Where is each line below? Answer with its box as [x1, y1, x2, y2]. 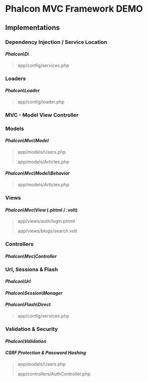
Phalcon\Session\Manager [5, 290, 63, 296]
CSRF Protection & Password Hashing [5, 350, 86, 356]
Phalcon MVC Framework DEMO [5, 3, 143, 15]
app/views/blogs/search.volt [17, 228, 77, 234]
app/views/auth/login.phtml [17, 218, 75, 224]
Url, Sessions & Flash [5, 266, 58, 273]
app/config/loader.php [17, 98, 65, 105]
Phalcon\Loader [5, 87, 40, 94]
